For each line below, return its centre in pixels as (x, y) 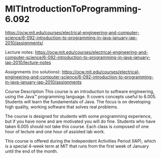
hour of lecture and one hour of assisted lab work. (55, 131)
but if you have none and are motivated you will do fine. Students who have (80, 121)
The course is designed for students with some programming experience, (78, 116)
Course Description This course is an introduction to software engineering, (80, 91)
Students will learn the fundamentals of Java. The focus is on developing (78, 101)
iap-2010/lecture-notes (28, 62)
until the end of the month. (32, 151)
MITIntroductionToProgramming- (73, 9)
